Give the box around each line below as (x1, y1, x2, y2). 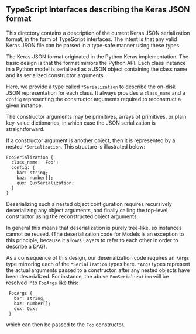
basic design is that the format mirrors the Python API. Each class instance (6, 59, 186, 66)
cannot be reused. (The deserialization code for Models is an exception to (6, 230, 184, 237)
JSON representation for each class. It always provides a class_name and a (6, 89, 185, 96)
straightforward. (6, 125, 45, 132)
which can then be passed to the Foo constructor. (6, 321, 125, 328)
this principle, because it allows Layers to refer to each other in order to (6, 236, 178, 243)
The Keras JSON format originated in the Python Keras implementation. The (6, 53, 189, 60)
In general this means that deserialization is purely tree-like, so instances (6, 224, 183, 231)
